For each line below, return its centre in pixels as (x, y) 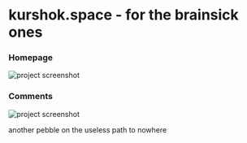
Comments (30, 97)
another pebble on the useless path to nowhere (88, 130)
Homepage (30, 58)
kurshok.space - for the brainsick (124, 15)
